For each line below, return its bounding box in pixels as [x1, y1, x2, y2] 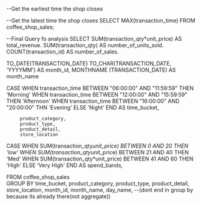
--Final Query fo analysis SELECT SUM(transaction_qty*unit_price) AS [6, 35, 182, 42]
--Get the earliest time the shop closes [6, 5, 103, 12]
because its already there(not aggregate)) [6, 193, 111, 200]
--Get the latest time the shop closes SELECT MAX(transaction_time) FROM [6, 17, 196, 24]
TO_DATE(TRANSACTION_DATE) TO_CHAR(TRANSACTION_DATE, [6, 60, 172, 67]
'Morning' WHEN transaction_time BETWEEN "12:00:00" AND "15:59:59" [6, 91, 188, 98]
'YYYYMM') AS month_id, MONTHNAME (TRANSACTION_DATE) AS [6, 66, 176, 74]
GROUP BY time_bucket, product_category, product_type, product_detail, [6, 180, 189, 187]
